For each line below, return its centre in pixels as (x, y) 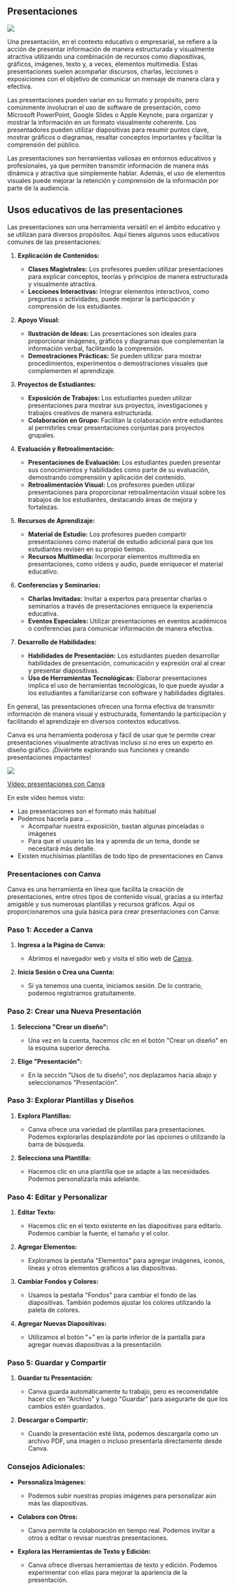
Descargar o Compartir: (53, 1420)
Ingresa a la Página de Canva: (61, 945)
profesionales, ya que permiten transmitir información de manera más (108, 165)
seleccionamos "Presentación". (73, 1082)
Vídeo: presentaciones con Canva (56, 784)
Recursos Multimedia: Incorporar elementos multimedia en (114, 556)
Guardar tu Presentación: (55, 1378)
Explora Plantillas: (44, 1116)
